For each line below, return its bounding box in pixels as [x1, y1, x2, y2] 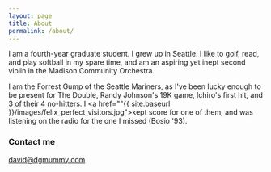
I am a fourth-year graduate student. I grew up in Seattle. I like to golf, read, [8, 49, 260, 59]
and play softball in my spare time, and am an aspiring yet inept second [8, 57, 246, 67]
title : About [8, 19, 53, 27]
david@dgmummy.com [8, 154, 86, 164]
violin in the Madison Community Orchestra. [8, 66, 155, 76]
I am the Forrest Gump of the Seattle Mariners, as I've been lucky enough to [8, 82, 261, 91]
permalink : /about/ [8, 27, 74, 35]
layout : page [8, 11, 53, 20]
